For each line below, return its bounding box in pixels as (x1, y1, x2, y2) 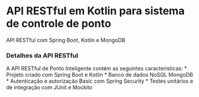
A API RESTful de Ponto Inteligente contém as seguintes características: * (6, 65, 187, 72)
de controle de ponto (6, 17, 111, 30)
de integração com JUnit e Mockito (6, 84, 93, 91)
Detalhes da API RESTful (6, 51, 79, 60)
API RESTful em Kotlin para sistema (6, 4, 185, 18)
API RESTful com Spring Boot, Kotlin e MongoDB (6, 36, 126, 43)
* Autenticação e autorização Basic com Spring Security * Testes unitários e (6, 77, 194, 85)
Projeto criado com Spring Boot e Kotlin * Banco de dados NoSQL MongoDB (6, 71, 194, 79)
